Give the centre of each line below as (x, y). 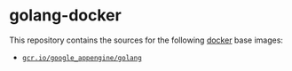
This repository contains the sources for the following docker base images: (146, 40)
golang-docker (65, 16)
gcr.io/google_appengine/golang (82, 58)
